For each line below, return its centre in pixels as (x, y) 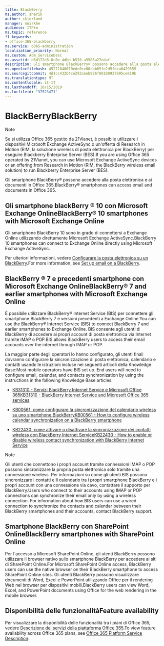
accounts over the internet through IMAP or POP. (54, 344)
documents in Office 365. (31, 190)
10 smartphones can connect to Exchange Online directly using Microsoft (79, 243)
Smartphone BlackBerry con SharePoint (67, 527)
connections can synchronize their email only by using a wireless (71, 495)
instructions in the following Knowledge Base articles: (59, 380)
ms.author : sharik (24, 14)
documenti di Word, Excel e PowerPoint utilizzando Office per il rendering (79, 580)
